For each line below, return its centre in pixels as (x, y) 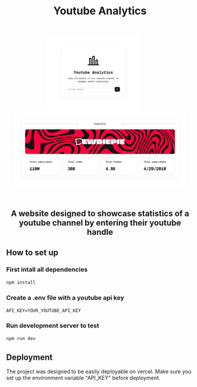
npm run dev (21, 339)
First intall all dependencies (47, 269)
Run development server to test (53, 326)
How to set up (32, 252)
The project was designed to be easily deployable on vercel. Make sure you (99, 372)
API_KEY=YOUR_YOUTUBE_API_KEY (44, 311)
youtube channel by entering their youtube (100, 223)
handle (100, 232)
